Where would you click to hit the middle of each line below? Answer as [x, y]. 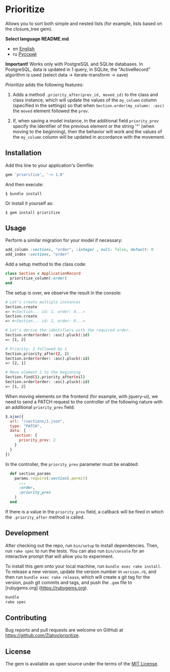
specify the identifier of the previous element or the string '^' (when [83, 126]
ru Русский [24, 54]
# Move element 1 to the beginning [43, 372]
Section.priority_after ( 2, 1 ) [37, 354]
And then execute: [24, 184]
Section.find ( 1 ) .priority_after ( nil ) [45, 377]
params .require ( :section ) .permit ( [51, 478]
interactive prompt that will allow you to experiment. [60, 556]
